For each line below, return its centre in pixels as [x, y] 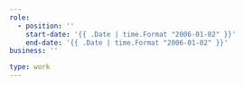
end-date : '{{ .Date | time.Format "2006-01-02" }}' [127, 42]
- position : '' [46, 26]
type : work [30, 67]
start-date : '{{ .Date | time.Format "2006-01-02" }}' [131, 34]
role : [19, 17]
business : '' [34, 51]
